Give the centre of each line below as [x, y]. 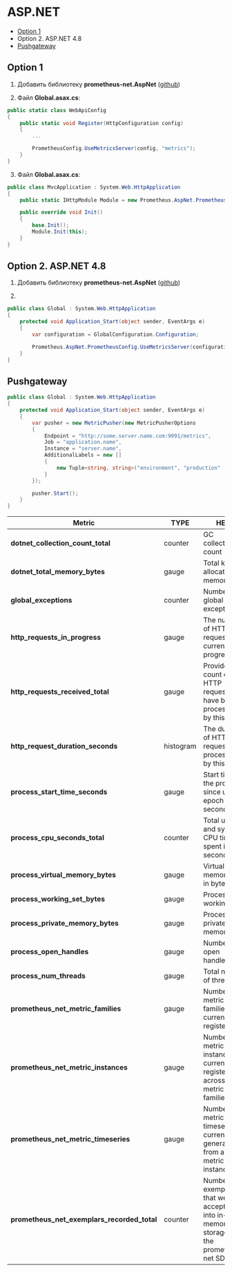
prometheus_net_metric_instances [69, 1067]
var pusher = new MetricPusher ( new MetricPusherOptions [114, 423]
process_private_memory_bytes [65, 923]
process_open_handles [50, 952]
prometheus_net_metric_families [66, 1009]
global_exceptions [41, 600]
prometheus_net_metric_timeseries [70, 1139]
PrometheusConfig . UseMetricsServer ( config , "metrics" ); [114, 149]
